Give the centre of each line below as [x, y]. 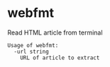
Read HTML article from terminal [55, 32]
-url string [32, 51]
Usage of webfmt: [33, 45]
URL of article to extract [60, 58]
